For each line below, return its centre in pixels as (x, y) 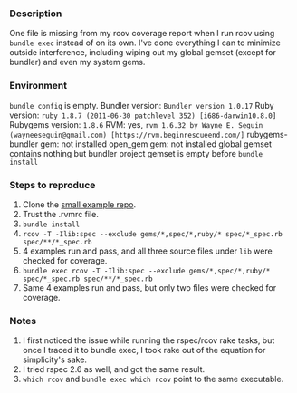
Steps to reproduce (53, 185)
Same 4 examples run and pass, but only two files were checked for (149, 287)
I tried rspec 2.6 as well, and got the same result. (114, 369)
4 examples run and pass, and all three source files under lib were (148, 251)
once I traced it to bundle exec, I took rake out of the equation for (144, 350)
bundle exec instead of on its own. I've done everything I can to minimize (145, 43)
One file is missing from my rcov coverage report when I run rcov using (142, 34)
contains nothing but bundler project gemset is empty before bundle (136, 153)
